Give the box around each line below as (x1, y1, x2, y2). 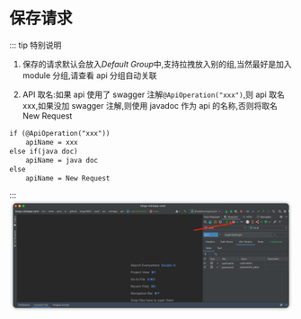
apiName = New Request (25, 173, 111, 182)
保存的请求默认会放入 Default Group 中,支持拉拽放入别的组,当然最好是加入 (22, 58, 292, 69)
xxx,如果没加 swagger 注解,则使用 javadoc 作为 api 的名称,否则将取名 (22, 100, 279, 111)
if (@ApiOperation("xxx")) (9, 128, 111, 137)
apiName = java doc (25, 155, 99, 164)
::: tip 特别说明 (9, 40, 62, 50)
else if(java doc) (9, 146, 78, 155)
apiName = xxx (25, 137, 78, 146)
